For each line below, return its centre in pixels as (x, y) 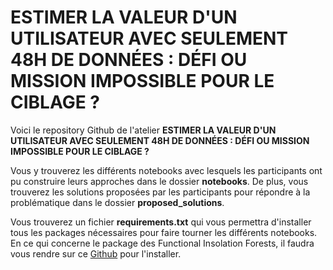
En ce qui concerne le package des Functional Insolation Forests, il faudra (162, 243)
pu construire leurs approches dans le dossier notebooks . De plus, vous (159, 181)
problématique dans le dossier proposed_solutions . (117, 202)
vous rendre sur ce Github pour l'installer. (96, 253)
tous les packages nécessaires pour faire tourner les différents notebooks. (164, 232)
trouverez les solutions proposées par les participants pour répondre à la (160, 192)
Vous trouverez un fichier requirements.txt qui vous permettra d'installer (161, 222)
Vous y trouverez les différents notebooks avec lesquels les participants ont (166, 170)
